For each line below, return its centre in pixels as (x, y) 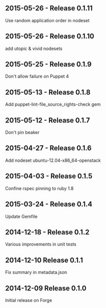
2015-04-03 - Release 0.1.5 (49, 176)
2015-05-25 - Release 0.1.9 (48, 64)
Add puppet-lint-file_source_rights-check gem (53, 104)
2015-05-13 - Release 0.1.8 (48, 92)
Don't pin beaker (22, 133)
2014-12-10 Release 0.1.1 (44, 260)
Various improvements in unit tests (41, 244)
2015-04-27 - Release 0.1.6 (48, 148)
